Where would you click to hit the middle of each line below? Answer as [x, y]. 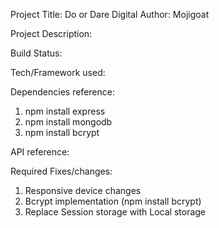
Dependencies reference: [62, 92]
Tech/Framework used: [58, 72]
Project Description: [51, 33]
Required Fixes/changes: [61, 171]
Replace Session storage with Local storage [115, 212]
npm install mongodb [68, 122]
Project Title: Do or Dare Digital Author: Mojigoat [110, 14]
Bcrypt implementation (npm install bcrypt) [113, 201]
